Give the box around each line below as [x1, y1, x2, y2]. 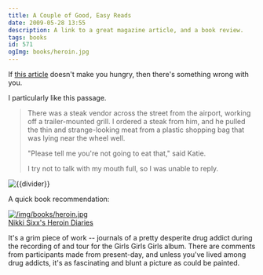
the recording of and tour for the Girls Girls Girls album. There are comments [8, 241, 256, 251]
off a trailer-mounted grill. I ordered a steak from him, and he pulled [27, 117, 246, 126]
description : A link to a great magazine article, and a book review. [8, 26, 244, 34]
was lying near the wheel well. [27, 134, 126, 142]
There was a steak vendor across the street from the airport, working [27, 108, 251, 118]
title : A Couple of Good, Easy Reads [8, 11, 132, 20]
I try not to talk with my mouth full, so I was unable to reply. [27, 164, 219, 173]
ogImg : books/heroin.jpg [8, 48, 89, 56]
